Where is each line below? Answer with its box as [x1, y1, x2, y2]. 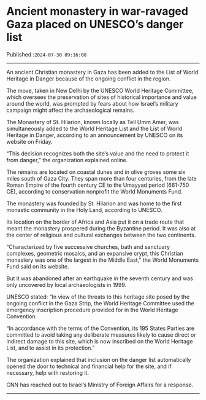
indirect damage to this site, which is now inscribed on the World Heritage [6, 337, 193, 345]
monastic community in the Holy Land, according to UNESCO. [6, 206, 162, 213]
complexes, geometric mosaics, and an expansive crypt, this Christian [6, 249, 184, 257]
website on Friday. [6, 138, 53, 145]
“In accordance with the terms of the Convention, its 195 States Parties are [6, 324, 195, 332]
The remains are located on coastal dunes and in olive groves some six [6, 168, 186, 176]
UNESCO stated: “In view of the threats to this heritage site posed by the [6, 293, 190, 300]
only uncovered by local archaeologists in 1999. [6, 281, 127, 288]
